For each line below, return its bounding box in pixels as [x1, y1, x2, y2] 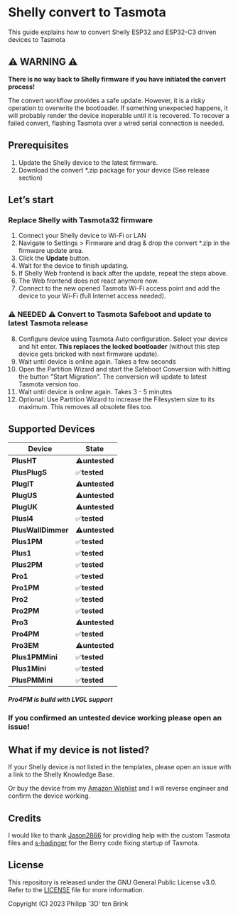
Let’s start [8, 193, 54, 206]
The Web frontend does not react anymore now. [18, 276, 159, 285]
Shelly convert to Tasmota [8, 4, 166, 21]
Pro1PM [11, 583, 40, 593]
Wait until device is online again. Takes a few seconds [18, 357, 176, 366]
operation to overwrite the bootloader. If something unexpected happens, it [8, 104, 228, 112]
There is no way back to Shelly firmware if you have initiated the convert [8, 75, 227, 83]
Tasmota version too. [18, 379, 80, 388]
